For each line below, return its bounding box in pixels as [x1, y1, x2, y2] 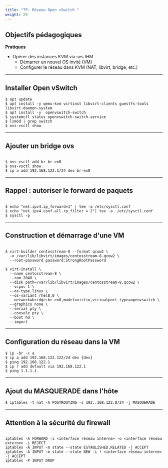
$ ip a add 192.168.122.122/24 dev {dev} [5, 355, 93, 361]
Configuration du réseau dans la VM [5, 337, 120, 346]
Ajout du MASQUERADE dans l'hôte [5, 387, 118, 395]
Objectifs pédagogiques [5, 31, 82, 39]
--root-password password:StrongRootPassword [9, 258, 106, 263]
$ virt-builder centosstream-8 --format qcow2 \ [5, 249, 108, 254]
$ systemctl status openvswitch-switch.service [5, 114, 106, 120]
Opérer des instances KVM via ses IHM [12, 54, 93, 60]
